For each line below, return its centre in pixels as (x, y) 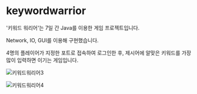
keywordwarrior (46, 11)
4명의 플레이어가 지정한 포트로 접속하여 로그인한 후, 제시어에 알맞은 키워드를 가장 (99, 53)
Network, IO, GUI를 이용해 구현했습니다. (52, 40)
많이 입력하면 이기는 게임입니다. (42, 60)
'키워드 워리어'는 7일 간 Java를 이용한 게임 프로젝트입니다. (73, 28)
